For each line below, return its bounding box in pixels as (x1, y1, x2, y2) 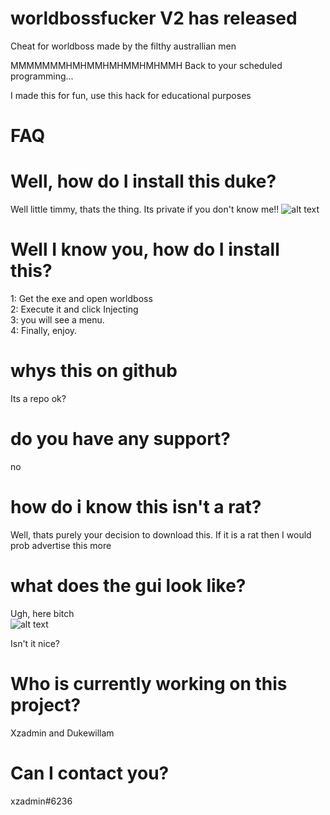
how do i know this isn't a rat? (10, 496, 262, 519)
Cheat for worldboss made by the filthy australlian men (10, 40, 237, 52)
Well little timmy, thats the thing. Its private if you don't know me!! (10, 203, 280, 216)
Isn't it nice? (10, 637, 61, 649)
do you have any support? (10, 428, 231, 451)
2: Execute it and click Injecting (10, 303, 139, 315)
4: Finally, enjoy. (10, 325, 78, 336)
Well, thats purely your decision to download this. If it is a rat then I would (10, 528, 312, 541)
